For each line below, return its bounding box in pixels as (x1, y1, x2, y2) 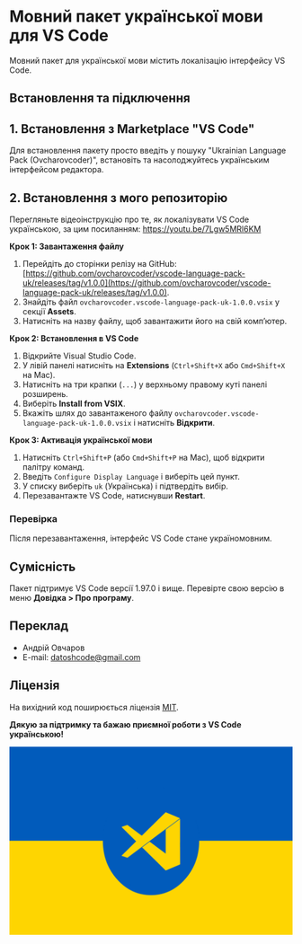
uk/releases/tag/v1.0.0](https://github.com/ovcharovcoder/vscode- (22, 277, 271, 288)
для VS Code (9, 25, 110, 46)
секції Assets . (22, 305, 76, 316)
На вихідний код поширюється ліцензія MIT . (9, 701, 180, 712)
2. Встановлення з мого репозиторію (9, 190, 228, 206)
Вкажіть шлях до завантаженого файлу (22, 407, 173, 419)
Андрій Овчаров (22, 642, 85, 653)
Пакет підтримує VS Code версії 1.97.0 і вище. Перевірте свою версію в (9, 583, 285, 594)
